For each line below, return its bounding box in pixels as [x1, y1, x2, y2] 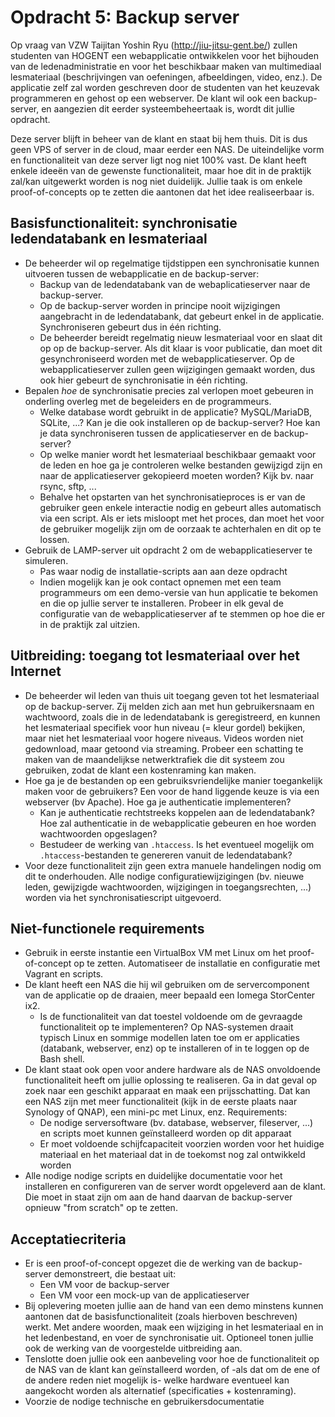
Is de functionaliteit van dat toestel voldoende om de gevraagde [39, 1011, 303, 1023]
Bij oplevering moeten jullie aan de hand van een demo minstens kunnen [24, 1300, 324, 1312]
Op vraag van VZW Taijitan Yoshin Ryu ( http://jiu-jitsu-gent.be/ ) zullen [10, 39, 298, 51]
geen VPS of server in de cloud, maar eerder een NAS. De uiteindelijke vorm [10, 143, 325, 155]
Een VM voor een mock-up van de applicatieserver [39, 1289, 250, 1301]
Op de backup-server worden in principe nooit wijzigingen [39, 299, 281, 311]
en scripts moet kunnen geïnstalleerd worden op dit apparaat [39, 1127, 292, 1140]
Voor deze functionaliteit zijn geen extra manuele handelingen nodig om [24, 859, 322, 871]
